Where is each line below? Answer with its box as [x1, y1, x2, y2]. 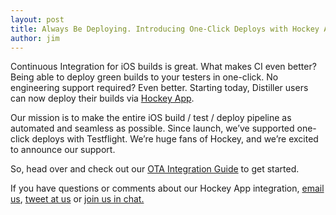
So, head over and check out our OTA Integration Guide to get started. [10, 163, 300, 175]
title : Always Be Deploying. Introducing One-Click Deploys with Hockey [10, 24, 320, 34]
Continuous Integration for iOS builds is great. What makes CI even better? [10, 61, 317, 73]
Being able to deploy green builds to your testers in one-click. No [10, 71, 279, 83]
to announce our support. [10, 144, 116, 156]
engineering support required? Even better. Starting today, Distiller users [10, 82, 309, 94]
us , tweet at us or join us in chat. [10, 193, 145, 205]
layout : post [10, 14, 65, 25]
